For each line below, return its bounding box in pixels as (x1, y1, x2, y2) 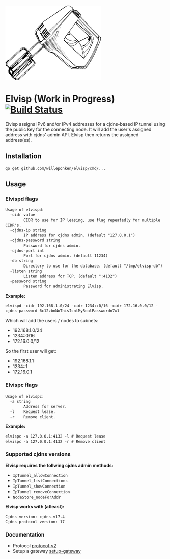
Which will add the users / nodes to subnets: (5, 318, 99, 324)
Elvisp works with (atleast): (5, 504, 65, 510)
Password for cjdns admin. (23, 243, 81, 248)
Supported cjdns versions (5, 450, 71, 457)
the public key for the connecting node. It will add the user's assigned (5, 126, 152, 132)
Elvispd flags (5, 195, 38, 202)
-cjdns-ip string (10, 228, 47, 233)
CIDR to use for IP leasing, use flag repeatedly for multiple (23, 217, 160, 223)
